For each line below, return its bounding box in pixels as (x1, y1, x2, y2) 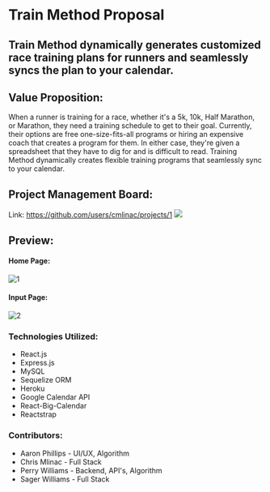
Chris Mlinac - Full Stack (19, 456, 103, 467)
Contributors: (8, 430, 63, 441)
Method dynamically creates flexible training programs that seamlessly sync (8, 156, 263, 165)
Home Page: (8, 256, 51, 266)
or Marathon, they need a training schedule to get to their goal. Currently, (8, 121, 252, 130)
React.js (19, 349, 48, 359)
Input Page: (8, 293, 49, 302)
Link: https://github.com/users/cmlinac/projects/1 (8, 210, 173, 220)
